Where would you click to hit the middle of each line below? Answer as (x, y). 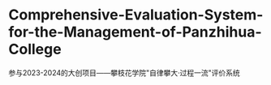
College (35, 49)
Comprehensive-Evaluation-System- (136, 15)
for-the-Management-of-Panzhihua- (135, 32)
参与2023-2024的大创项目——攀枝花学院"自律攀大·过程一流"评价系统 (125, 72)
